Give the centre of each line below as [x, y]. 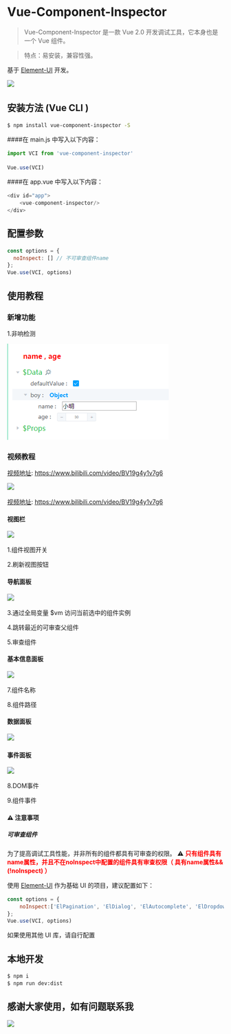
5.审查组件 [22, 642]
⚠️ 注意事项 [23, 817]
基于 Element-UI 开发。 [40, 70]
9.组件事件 [22, 801]
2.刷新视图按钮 [28, 565]
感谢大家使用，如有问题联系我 [70, 1007]
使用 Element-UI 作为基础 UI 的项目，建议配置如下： [81, 885]
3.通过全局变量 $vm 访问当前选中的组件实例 [69, 612]
